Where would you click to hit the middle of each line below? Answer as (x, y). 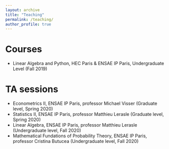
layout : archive (22, 10)
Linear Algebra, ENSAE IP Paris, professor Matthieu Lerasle (75, 125)
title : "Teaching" (25, 15)
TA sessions (32, 89)
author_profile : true (28, 24)
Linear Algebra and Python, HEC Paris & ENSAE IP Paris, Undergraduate (88, 64)
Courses (24, 49)
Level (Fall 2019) (30, 69)
